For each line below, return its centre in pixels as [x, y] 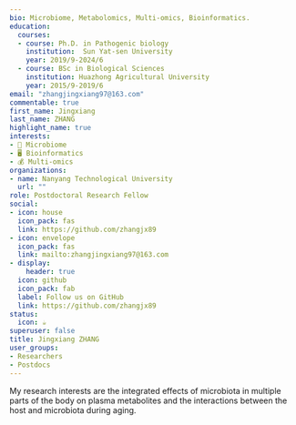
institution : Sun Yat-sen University [99, 52]
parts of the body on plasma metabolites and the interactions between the [148, 400]
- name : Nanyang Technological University [91, 178]
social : [24, 204]
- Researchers [36, 356]
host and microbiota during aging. [73, 410]
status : [24, 314]
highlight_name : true [51, 128]
